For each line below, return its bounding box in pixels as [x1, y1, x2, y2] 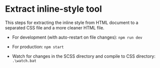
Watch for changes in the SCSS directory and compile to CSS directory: [12, 53, 156, 59]
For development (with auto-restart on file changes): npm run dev [12, 34, 142, 40]
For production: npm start [12, 44, 64, 49]
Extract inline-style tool [5, 3, 102, 15]
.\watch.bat [12, 58, 36, 63]
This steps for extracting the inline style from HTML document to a [5, 20, 139, 25]
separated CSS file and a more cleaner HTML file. [5, 24, 105, 30]
